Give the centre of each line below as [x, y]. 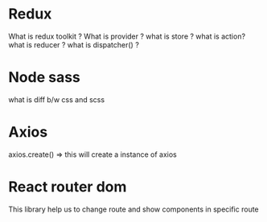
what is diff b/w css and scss [57, 99]
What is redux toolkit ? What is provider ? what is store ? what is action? [127, 36]
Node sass [44, 78]
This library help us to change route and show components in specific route [133, 209]
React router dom [68, 187]
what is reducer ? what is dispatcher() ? [74, 44]
